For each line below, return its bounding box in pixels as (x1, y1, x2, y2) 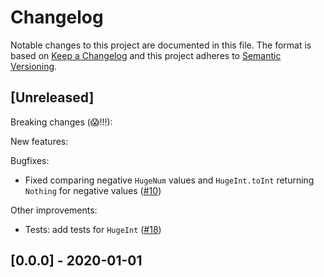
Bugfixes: (10, 154, 50, 166)
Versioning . (10, 60, 58, 72)
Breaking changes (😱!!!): (10, 116, 113, 128)
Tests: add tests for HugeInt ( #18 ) (24, 223, 162, 235)
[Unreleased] (10, 89, 95, 106)
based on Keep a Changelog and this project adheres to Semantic (10, 49, 282, 61)
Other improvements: (10, 204, 98, 216)
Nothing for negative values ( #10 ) (24, 184, 162, 196)
